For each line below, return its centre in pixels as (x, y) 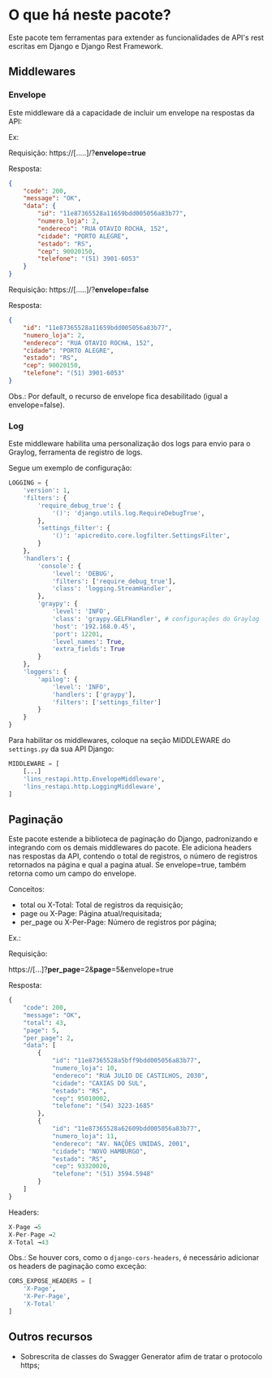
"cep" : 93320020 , (81, 1167)
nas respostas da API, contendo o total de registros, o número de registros (133, 856)
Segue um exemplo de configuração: (70, 468)
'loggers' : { (45, 672)
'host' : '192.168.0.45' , (94, 626)
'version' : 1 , (47, 491)
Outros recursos (51, 1337)
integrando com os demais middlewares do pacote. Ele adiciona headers (130, 848)
